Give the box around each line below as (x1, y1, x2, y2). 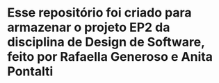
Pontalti (7, 64, 54, 80)
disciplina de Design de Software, (7, 35, 205, 50)
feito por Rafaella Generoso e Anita (7, 49, 213, 65)
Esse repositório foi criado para (7, 5, 192, 21)
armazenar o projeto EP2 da (7, 19, 170, 35)
